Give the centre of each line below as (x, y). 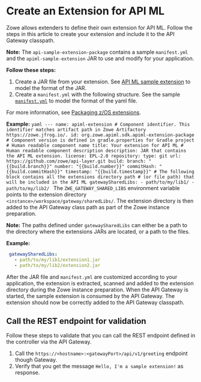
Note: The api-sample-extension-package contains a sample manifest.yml (97, 52)
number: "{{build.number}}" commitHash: (106, 166)
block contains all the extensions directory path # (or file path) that (100, 177)
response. (27, 372)
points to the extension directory (46, 194)
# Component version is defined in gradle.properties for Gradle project (100, 140)
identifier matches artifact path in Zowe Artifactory (76, 130)
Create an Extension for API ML (85, 11)
